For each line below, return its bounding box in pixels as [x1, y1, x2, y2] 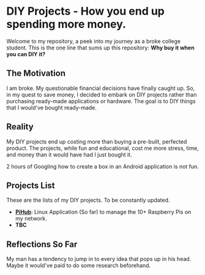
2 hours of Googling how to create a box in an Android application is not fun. [6, 163, 199, 170]
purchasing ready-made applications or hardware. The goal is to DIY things [6, 97, 196, 105]
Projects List [6, 180, 55, 191]
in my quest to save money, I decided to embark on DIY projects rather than [6, 90, 197, 98]
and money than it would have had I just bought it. [6, 151, 133, 158]
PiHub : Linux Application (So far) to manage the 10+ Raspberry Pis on [15, 208, 192, 216]
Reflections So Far [6, 239, 78, 249]
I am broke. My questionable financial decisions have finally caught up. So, [6, 84, 195, 92]
